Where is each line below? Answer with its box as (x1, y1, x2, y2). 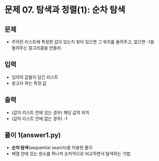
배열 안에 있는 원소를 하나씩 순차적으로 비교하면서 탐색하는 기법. (11, 151, 131, 157)
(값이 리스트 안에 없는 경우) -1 (11, 116, 68, 121)
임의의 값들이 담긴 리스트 (11, 74, 58, 80)
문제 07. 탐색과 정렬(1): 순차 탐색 (4, 4, 126, 15)
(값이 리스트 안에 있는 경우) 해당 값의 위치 (11, 109, 90, 115)
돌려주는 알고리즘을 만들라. (11, 45, 62, 51)
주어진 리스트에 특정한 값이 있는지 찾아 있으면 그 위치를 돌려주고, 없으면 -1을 (11, 39, 155, 44)
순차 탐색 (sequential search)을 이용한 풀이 (11, 145, 93, 150)
